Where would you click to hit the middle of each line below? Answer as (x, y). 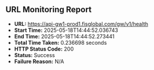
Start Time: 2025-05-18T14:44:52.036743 (66, 30)
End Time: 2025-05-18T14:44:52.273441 (64, 36)
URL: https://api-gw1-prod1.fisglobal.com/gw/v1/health (81, 24)
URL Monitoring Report (49, 10)
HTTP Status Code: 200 (44, 49)
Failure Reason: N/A (39, 61)
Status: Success (34, 55)
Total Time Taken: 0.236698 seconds (60, 42)
